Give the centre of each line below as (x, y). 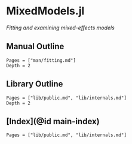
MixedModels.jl (45, 11)
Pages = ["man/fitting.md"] (41, 60)
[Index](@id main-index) (53, 121)
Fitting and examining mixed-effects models (60, 28)
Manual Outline (35, 46)
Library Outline (35, 84)
